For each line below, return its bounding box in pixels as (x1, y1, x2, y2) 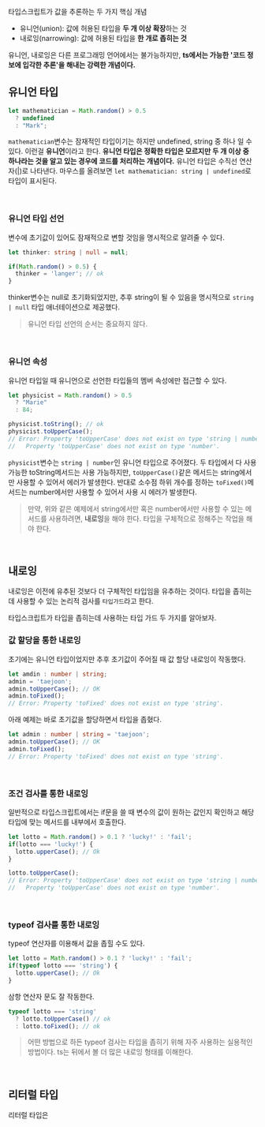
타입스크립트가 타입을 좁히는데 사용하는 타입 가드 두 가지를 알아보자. (8, 613, 217, 623)
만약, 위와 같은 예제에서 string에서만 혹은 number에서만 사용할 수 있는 (27, 504, 244, 513)
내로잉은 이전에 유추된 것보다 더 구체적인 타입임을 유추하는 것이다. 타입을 (8, 586, 231, 596)
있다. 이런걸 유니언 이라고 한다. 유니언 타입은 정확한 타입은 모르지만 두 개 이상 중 (8, 147, 250, 156)
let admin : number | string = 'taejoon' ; (8, 731, 150, 739)
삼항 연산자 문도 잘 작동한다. (8, 991, 95, 1001)
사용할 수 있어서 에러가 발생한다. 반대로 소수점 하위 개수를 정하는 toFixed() (16, 477, 248, 487)
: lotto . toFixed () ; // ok (15, 1022, 101, 1030)
